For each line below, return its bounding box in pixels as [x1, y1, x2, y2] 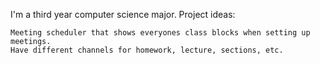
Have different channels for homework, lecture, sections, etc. [10, 45, 284, 55]
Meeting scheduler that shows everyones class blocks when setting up [10, 28, 311, 38]
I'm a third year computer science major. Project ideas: [10, 9, 236, 20]
